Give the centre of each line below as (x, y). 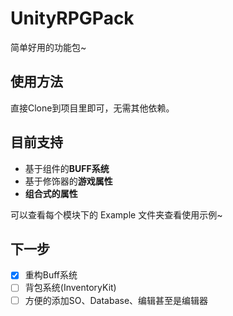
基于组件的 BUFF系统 (67, 168)
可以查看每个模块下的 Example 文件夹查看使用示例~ (116, 214)
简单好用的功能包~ (48, 47)
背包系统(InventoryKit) (70, 288)
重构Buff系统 (51, 275)
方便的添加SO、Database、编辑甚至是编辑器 (116, 300)
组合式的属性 (51, 193)
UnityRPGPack (72, 18)
